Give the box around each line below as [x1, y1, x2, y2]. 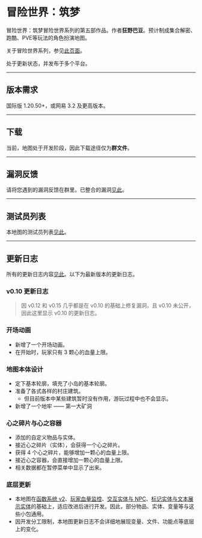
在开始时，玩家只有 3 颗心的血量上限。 [14, 348, 111, 356]
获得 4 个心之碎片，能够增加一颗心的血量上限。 [14, 449, 132, 456]
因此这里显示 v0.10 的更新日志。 [20, 309, 100, 317]
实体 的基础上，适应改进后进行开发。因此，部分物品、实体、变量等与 [20, 503, 189, 510]
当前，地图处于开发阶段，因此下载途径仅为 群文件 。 [6, 144, 133, 151]
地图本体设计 [6, 365, 44, 373]
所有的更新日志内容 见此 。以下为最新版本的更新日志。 [6, 271, 138, 277]
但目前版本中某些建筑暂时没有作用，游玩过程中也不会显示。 [23, 394, 172, 402]
